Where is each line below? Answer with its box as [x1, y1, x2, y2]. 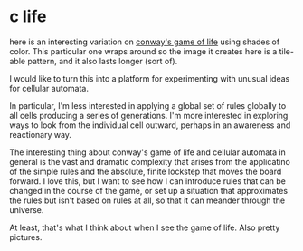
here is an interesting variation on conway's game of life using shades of [9, 36, 280, 47]
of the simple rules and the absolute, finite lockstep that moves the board [9, 166, 282, 177]
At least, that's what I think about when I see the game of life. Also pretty [9, 222, 280, 233]
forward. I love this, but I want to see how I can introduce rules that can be [9, 175, 287, 187]
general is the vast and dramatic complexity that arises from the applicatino [9, 156, 291, 167]
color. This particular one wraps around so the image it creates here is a [9, 45, 278, 56]
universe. [9, 204, 44, 215]
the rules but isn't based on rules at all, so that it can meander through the [9, 195, 286, 206]
